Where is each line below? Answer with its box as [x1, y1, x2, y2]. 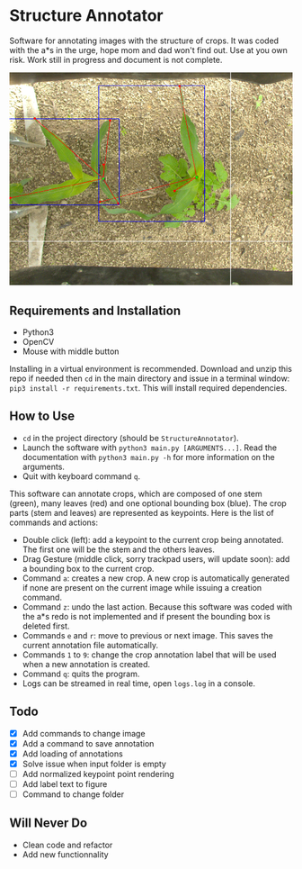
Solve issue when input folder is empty [22, 758, 166, 769]
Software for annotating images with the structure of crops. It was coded [9, 35, 280, 46]
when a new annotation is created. [22, 658, 151, 669]
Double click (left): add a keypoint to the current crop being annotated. [22, 534, 284, 545]
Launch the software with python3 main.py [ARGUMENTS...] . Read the [22, 442, 277, 453]
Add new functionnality [22, 848, 110, 860]
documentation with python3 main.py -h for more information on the [22, 451, 276, 462]
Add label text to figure [22, 778, 108, 789]
